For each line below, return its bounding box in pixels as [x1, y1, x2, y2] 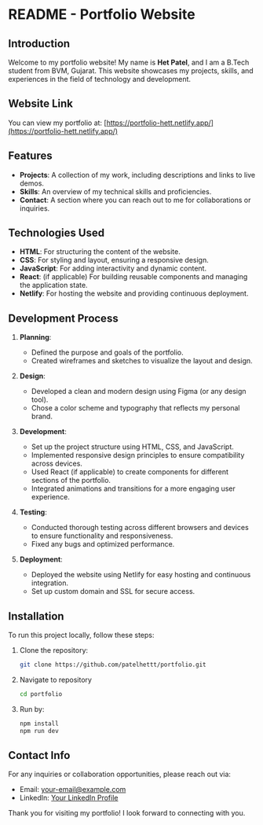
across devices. [31, 459, 82, 469]
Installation [8, 610, 64, 623]
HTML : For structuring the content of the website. [19, 247, 181, 256]
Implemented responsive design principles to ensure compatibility [31, 451, 245, 460]
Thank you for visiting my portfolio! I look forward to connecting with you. [8, 808, 246, 818]
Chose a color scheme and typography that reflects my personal [31, 403, 240, 413]
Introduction [8, 37, 71, 50]
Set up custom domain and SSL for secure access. [31, 587, 195, 596]
